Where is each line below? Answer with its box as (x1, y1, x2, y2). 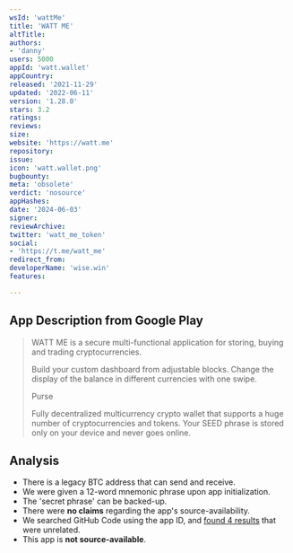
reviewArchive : (9, 222, 66, 231)
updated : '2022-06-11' (9, 88, 94, 97)
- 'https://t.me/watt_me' (9, 247, 106, 256)
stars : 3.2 (9, 105, 50, 114)
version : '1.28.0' (9, 96, 78, 106)
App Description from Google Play (9, 313, 203, 329)
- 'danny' (9, 47, 47, 56)
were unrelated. (22, 524, 81, 535)
